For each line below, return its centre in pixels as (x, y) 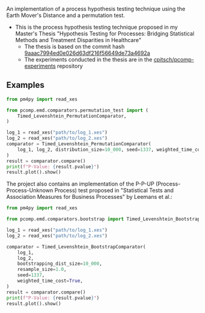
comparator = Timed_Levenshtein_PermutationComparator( (79, 144)
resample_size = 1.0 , (42, 270)
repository (70, 66)
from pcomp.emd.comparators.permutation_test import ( (77, 110)
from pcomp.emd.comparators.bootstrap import (65, 219)
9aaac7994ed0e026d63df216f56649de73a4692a (87, 53)
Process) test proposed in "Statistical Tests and (114, 190)
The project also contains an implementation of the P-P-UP (80, 184)
